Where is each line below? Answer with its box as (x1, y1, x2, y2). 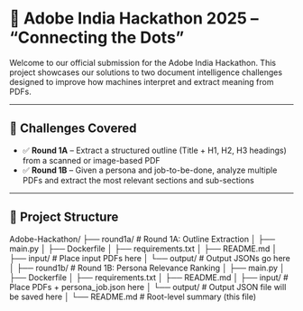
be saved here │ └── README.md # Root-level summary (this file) (9, 291, 257, 302)
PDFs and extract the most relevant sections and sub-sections (22, 174, 254, 185)
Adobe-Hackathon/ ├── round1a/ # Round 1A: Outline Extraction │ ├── (9, 233, 276, 244)
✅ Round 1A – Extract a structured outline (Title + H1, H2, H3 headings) (22, 145, 287, 155)
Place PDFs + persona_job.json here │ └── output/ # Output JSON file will (9, 281, 287, 292)
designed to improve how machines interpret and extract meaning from (9, 76, 274, 87)
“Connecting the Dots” (9, 27, 185, 48)
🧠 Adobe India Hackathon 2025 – (9, 8, 259, 29)
